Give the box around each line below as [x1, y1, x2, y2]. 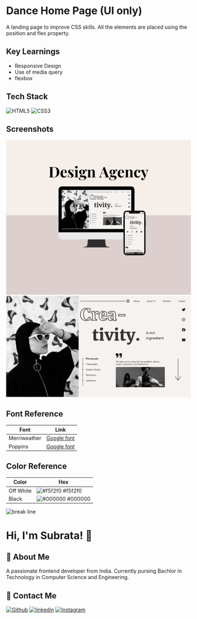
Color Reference [6, 461, 67, 471]
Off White [8, 487, 32, 494]
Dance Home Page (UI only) [6, 4, 142, 18]
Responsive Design [14, 62, 62, 69]
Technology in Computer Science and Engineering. [6, 574, 129, 581]
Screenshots [6, 124, 54, 134]
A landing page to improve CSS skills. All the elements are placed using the [6, 23, 188, 30]
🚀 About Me [6, 552, 50, 562]
